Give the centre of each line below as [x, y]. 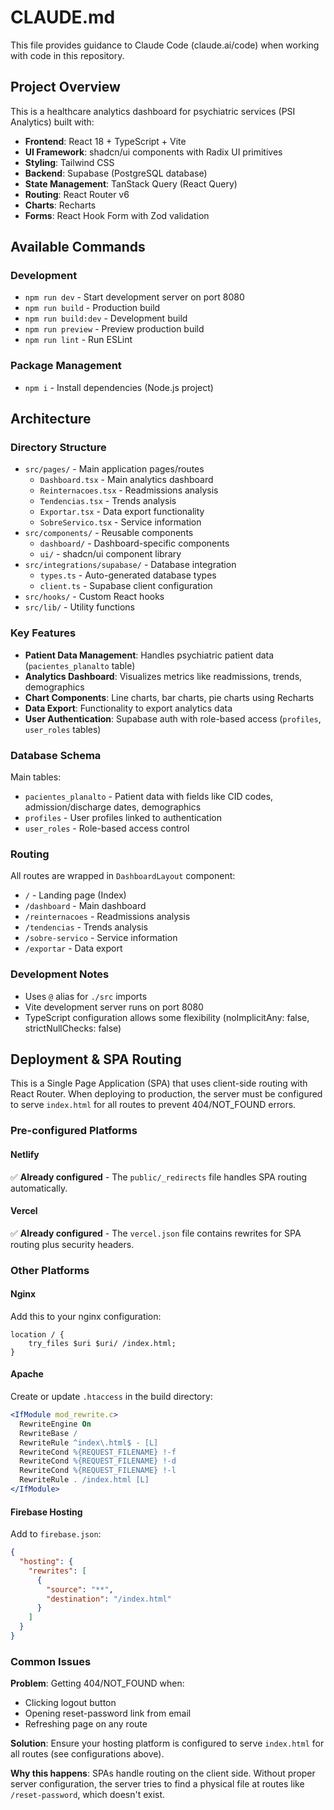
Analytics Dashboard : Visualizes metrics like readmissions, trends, [163, 676]
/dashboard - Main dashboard [85, 906]
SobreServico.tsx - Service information [120, 522]
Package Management [66, 366]
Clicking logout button [70, 1703]
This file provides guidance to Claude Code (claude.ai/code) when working [165, 45]
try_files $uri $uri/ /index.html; [102, 1343]
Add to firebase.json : [56, 1534]
